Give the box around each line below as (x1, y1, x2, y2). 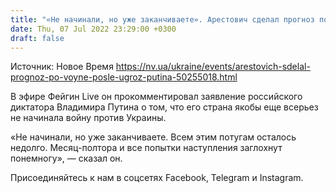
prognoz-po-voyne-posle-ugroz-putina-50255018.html (10, 71, 238, 83)
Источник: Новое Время (10, 61, 114, 73)
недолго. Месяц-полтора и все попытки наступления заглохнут (10, 142, 283, 154)
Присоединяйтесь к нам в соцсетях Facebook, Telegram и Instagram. (10, 172, 304, 184)
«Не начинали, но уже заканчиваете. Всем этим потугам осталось (10, 131, 297, 143)
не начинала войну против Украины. (10, 112, 167, 124)
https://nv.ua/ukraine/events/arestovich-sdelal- (115, 61, 311, 73)
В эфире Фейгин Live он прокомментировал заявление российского (10, 91, 303, 103)
